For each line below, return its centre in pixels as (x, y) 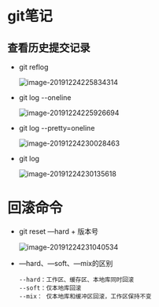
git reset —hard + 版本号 (59, 231)
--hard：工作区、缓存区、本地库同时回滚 (76, 279)
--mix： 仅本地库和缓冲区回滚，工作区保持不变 (85, 296)
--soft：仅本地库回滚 (50, 288)
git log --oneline (45, 98)
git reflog (33, 67)
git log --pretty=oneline (57, 128)
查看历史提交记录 (49, 48)
